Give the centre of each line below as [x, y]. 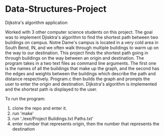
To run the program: [25, 98]
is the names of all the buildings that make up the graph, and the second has [82, 68]
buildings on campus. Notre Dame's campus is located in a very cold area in [82, 42]
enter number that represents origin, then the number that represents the [86, 124]
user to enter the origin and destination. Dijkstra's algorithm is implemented [81, 84]
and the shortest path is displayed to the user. [51, 89]
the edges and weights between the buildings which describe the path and [80, 73]
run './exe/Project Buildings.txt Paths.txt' [53, 118]
